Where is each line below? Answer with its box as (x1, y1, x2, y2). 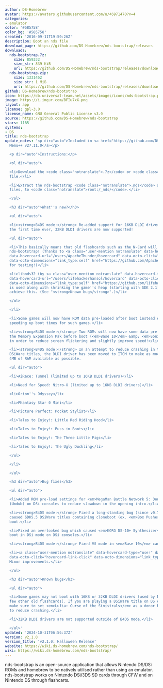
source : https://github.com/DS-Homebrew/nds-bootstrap (5, 115, 118, 121)
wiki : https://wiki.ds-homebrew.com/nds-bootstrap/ (5, 649, 112, 653)
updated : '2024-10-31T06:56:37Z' (5, 630, 73, 635)
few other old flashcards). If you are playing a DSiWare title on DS (9, 599, 155, 604)
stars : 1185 (5, 120, 29, 125)
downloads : (5, 48, 27, 53)
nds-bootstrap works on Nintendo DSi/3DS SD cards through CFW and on (5, 672, 153, 678)
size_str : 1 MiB (14, 79, 47, 84)
